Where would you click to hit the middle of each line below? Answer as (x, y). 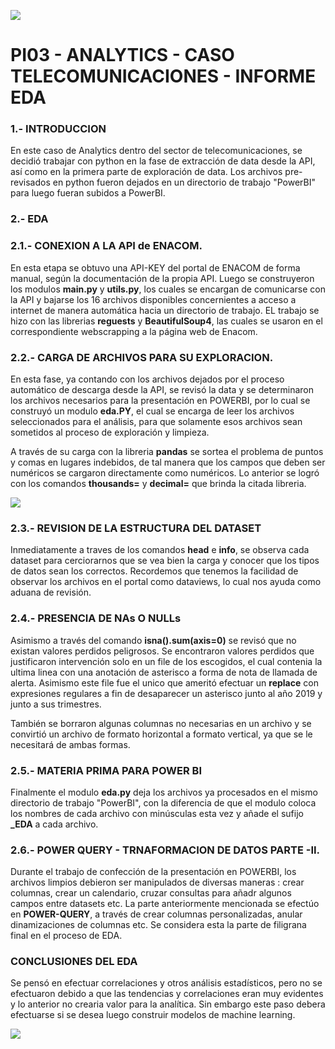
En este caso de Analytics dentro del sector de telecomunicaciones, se (156, 151)
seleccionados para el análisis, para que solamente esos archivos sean (156, 421)
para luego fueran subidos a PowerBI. (88, 193)
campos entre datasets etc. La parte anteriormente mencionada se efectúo (165, 904)
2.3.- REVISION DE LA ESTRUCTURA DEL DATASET (136, 528)
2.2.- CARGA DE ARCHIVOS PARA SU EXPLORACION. (142, 357)
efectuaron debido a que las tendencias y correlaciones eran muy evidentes (167, 994)
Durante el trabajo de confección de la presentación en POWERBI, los (153, 872)
